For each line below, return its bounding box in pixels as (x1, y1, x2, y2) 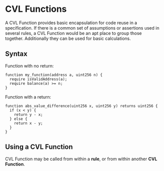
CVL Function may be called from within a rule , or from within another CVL (5, 156, 158, 162)
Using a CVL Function (5, 143, 73, 151)
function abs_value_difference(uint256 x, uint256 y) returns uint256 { (5, 103, 158, 108)
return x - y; (14, 121, 43, 126)
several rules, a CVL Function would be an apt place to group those (5, 30, 142, 36)
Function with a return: (5, 94, 51, 100)
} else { (9, 116, 28, 121)
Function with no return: (5, 63, 54, 68)
